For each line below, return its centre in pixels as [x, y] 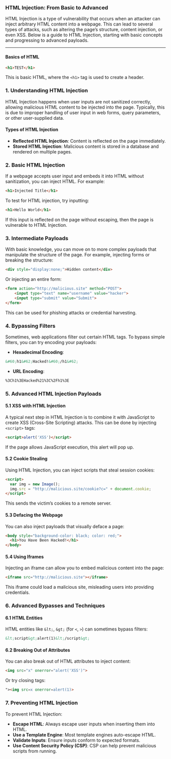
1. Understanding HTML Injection [47, 91]
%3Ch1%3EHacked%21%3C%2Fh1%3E [37, 381]
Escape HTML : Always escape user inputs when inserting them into [84, 724]
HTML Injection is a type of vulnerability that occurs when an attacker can [83, 19]
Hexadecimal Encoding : [38, 352]
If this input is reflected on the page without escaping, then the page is [79, 219]
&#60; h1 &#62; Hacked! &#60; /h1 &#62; [42, 361]
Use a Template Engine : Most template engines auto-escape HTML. [84, 735]
